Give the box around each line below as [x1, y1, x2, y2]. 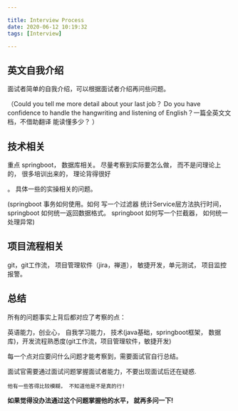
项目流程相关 [7, 240, 64, 253]
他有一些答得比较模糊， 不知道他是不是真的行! [7, 383, 126, 390]
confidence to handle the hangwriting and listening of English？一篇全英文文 [7, 108, 232, 118]
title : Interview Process [7, 16, 84, 24]
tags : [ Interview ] [7, 30, 62, 37]
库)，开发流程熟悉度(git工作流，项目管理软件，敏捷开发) [7, 336, 172, 345]
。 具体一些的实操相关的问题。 [7, 184, 97, 193]
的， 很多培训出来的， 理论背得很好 [7, 170, 111, 178]
